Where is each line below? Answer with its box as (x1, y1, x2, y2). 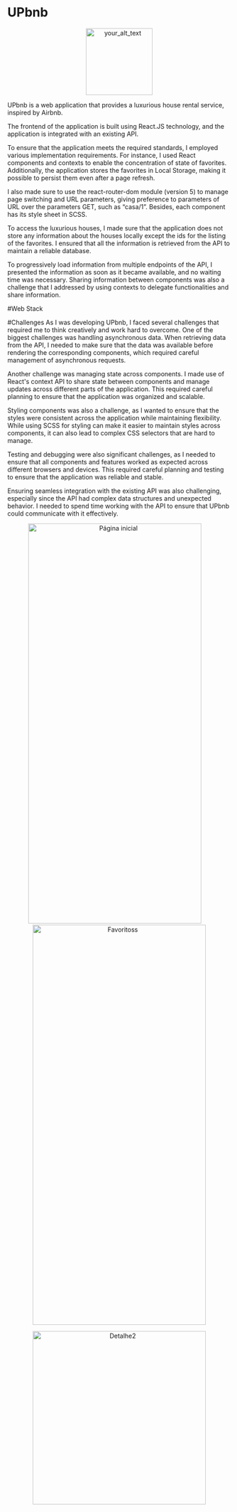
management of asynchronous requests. (7, 356, 126, 364)
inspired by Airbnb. (7, 108, 63, 117)
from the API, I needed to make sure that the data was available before (7, 341, 214, 349)
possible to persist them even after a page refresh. (7, 174, 155, 182)
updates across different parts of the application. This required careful (7, 385, 213, 393)
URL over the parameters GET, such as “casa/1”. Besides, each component (7, 202, 226, 211)
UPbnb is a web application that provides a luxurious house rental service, (7, 100, 225, 109)
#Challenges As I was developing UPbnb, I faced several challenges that (7, 318, 219, 326)
